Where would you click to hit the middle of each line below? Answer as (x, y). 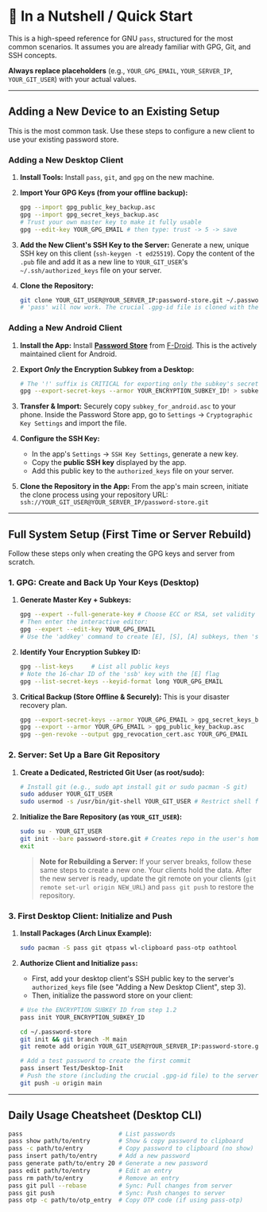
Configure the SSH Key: (60, 439)
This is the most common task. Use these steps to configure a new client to (132, 131)
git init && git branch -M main (73, 1039)
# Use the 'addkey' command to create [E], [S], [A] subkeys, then (133, 637)
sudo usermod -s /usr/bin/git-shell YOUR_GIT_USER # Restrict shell (135, 802)
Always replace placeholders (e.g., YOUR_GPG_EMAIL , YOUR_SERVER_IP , (120, 70)
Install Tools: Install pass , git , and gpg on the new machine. (117, 178)
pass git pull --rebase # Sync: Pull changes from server (120, 1186)
